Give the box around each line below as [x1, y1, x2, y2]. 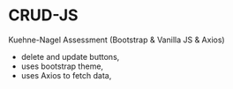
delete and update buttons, [20, 51, 120, 62]
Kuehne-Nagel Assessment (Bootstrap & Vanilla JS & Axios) [8, 34, 226, 45]
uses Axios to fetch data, [20, 70, 112, 80]
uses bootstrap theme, [20, 61, 103, 71]
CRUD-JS [8, 5, 79, 26]
